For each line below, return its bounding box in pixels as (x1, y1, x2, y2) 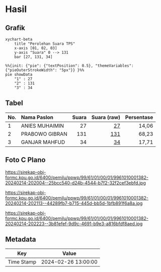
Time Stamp (8, 258, 37, 265)
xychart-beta (5, 37, 33, 42)
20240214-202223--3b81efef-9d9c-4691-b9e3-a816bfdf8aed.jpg (5, 220, 143, 227)
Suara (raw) (91, 114, 121, 121)
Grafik (5, 24, 25, 32)
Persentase (125, 114, 153, 121)
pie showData (5, 72, 33, 77)
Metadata (5, 235, 36, 244)
